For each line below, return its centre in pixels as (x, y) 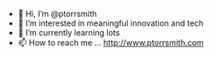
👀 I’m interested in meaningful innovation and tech (111, 23)
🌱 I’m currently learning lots (69, 33)
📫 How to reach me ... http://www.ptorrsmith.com (111, 43)
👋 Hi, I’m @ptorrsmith (57, 14)
